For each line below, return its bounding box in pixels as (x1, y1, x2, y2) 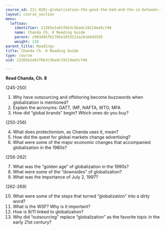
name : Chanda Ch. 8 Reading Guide (14, 30, 85, 35)
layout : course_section (5, 12, 55, 17)
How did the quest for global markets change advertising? (12, 134, 131, 140)
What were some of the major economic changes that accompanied (12, 140, 151, 145)
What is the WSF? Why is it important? (12, 203, 91, 209)
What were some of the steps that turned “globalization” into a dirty (12, 193, 150, 199)
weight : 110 (14, 39, 39, 44)
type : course (5, 53, 33, 58)
